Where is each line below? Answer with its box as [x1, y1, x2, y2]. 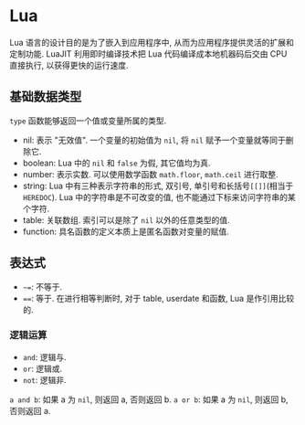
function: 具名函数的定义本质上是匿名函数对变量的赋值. [22, 226, 230, 237]
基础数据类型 [9, 89, 82, 105]
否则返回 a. [9, 405, 51, 416]
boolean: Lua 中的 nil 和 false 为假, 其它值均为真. [22, 157, 211, 168]
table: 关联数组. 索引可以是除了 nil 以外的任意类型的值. [22, 214, 230, 225]
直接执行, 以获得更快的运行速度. [9, 59, 130, 70]
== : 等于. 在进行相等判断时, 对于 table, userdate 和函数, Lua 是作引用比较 [22, 292, 295, 303]
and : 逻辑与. [22, 351, 67, 362]
